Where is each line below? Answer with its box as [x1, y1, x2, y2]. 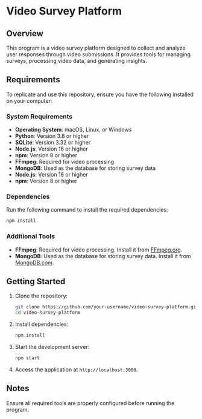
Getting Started [6, 276, 66, 287]
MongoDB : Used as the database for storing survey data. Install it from [14, 252, 191, 259]
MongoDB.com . [14, 259, 54, 266]
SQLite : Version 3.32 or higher [14, 139, 91, 146]
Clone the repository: [14, 292, 68, 300]
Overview [6, 28, 44, 39]
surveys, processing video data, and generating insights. [6, 57, 148, 64]
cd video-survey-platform [14, 310, 80, 316]
